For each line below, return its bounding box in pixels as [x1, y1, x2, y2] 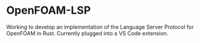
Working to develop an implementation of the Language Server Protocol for [6, 23, 194, 30]
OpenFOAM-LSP [6, 4, 91, 17]
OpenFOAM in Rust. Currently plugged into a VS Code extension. [6, 29, 168, 36]
